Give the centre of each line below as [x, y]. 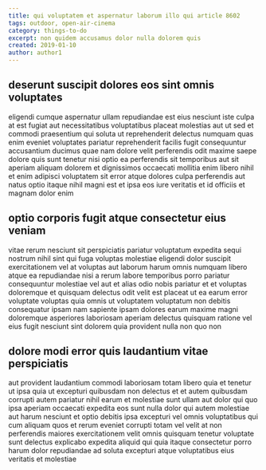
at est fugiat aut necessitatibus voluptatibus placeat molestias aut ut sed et [131, 125]
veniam [27, 231]
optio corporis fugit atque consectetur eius [117, 218]
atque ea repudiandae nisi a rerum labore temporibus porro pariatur [119, 275]
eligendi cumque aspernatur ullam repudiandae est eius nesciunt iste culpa [131, 117]
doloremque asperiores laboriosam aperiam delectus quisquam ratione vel [130, 318]
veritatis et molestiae [43, 459]
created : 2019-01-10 [43, 45]
